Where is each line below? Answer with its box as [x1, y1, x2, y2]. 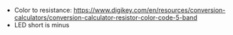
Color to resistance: [14, 6, 73, 14]
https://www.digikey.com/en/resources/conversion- [73, 6, 226, 14]
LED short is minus [14, 21, 70, 29]
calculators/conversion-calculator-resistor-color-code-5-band [14, 13, 197, 22]
